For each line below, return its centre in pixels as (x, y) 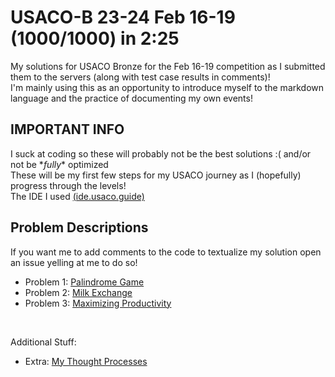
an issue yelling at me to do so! (74, 262)
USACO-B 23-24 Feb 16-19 (123, 17)
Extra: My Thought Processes (86, 361)
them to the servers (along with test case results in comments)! (140, 77)
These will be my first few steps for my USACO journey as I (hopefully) (156, 175)
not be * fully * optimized (59, 164)
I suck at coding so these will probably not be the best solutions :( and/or (161, 153)
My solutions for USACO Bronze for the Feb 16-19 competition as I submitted (168, 66)
